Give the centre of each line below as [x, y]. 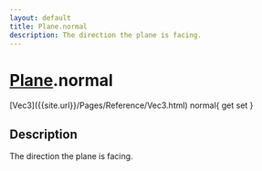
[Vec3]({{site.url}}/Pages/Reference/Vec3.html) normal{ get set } [131, 105]
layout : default [40, 18]
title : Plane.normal [49, 27]
